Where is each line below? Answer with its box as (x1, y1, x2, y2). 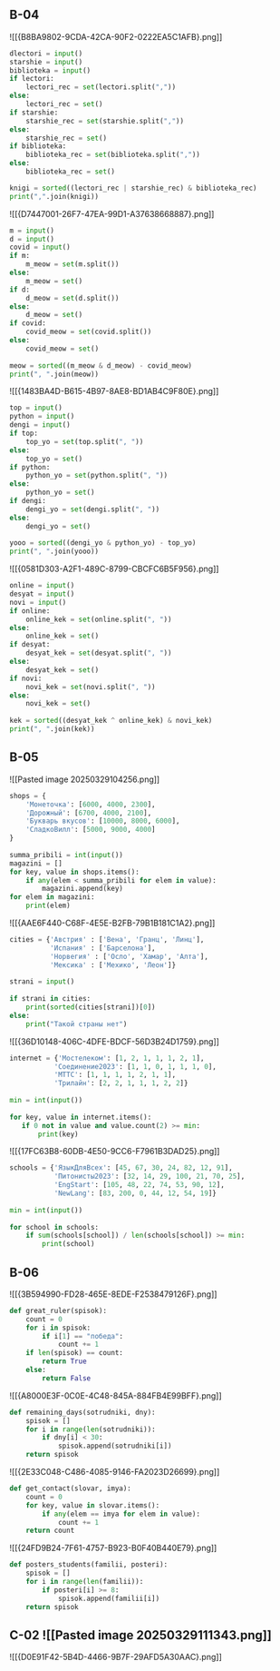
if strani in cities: (9, 994, 92, 1004)
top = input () (9, 403, 63, 412)
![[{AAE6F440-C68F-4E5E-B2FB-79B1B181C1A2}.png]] (9, 917, 216, 928)
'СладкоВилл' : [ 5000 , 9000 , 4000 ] (25, 826, 156, 835)
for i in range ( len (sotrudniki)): (25, 1425, 156, 1434)
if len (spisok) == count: (25, 1349, 124, 1358)
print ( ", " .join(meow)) (9, 370, 100, 379)
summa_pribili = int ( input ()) (9, 850, 124, 859)
